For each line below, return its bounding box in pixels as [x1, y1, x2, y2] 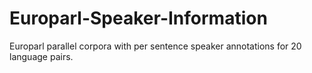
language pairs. [9, 50, 74, 62]
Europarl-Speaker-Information [9, 7, 268, 30]
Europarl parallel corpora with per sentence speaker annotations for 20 [9, 40, 302, 52]
